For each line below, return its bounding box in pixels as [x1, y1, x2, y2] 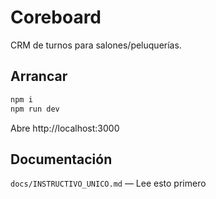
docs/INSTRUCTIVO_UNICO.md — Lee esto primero [10, 177, 207, 190]
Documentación [10, 151, 113, 168]
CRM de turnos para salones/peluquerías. [10, 39, 182, 51]
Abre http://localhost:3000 [10, 122, 120, 134]
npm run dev [10, 104, 60, 114]
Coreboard [10, 6, 102, 29]
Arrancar [10, 68, 68, 85]
